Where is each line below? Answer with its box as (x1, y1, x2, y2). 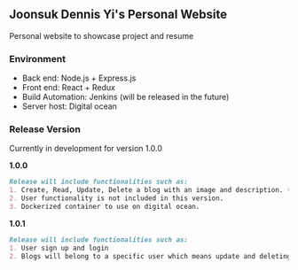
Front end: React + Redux (21, 82, 115, 93)
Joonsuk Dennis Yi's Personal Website (9, 7, 228, 22)
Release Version (9, 123, 82, 135)
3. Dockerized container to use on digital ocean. (9, 203, 200, 212)
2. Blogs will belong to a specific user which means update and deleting (9, 251, 292, 260)
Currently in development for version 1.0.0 (9, 143, 162, 154)
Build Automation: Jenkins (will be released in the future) (21, 92, 230, 103)
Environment (9, 52, 67, 65)
